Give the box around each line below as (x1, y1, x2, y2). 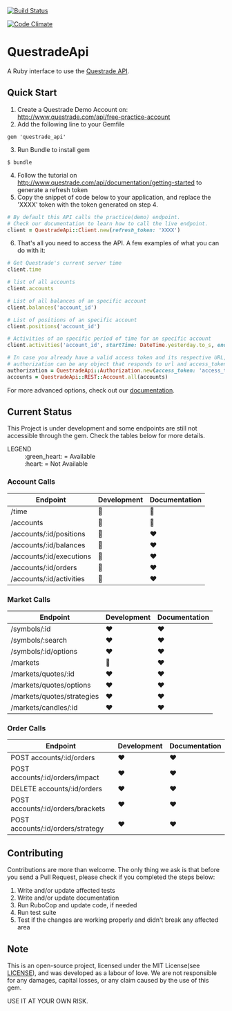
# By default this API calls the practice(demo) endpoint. (7, 214, 181, 220)
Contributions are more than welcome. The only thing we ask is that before (7, 866, 220, 874)
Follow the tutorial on (17, 171, 77, 179)
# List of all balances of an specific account (7, 297, 147, 304)
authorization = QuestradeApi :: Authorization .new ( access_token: (7, 367, 196, 374)
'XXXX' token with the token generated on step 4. (17, 200, 159, 209)
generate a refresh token (17, 185, 88, 193)
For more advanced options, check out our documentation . (7, 386, 175, 394)
